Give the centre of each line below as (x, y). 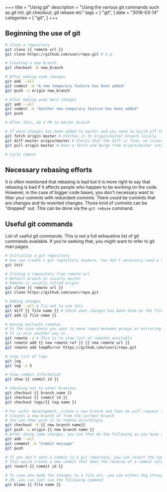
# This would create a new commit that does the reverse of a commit (79, 462)
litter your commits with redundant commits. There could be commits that (80, 198)
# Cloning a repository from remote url (48, 274)
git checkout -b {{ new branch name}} (45, 425)
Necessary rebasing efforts (49, 170)
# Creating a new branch (31, 63)
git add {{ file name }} (31, 315)
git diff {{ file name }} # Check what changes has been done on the (79, 311)
